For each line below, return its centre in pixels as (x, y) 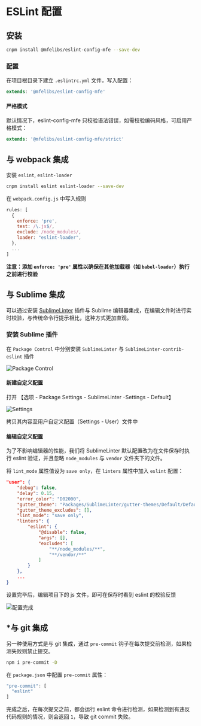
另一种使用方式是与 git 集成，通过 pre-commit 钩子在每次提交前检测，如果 (96, 643)
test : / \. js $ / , (36, 227)
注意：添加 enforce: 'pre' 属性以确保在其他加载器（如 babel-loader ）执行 (98, 266)
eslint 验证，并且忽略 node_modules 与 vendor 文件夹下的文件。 (89, 458)
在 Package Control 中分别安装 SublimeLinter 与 (65, 349)
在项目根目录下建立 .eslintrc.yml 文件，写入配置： (70, 80)
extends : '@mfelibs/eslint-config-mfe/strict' (65, 139)
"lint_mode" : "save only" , (51, 516)
